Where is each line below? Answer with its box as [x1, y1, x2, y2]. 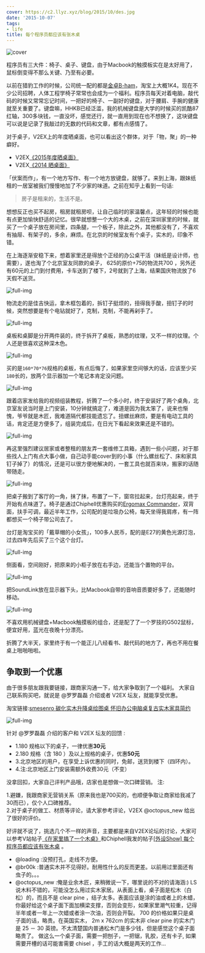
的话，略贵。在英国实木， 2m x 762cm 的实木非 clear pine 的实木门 [26, 916, 195, 924]
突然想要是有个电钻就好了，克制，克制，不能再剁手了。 [16, 307, 156, 315]
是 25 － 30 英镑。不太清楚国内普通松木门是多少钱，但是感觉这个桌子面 [15, 924, 195, 932]
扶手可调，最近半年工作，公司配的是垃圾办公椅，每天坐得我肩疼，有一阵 [16, 508, 199, 515]
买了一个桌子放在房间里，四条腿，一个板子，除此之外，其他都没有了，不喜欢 [6, 223, 199, 231]
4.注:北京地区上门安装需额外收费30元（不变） [15, 765, 130, 772]
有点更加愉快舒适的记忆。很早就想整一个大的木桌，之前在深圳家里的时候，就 [6, 215, 199, 223]
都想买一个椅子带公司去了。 [6, 515, 76, 523]
